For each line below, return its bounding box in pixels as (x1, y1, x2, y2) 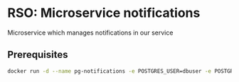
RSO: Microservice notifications (7, 5, 201, 21)
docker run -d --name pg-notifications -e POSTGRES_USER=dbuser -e (7, 67, 212, 75)
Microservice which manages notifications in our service (7, 28, 174, 37)
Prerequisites (7, 49, 68, 61)
